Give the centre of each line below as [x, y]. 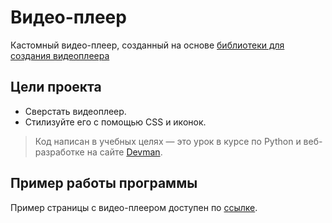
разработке [59, 152]
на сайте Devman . [124, 152]
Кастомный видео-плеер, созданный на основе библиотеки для [147, 45]
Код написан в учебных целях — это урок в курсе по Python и [168, 141]
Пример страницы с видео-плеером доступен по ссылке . [134, 207]
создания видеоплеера [60, 55]
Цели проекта [56, 87]
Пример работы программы [104, 183]
